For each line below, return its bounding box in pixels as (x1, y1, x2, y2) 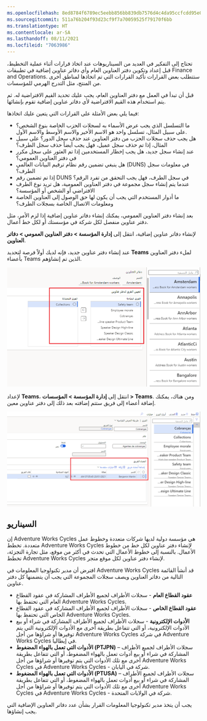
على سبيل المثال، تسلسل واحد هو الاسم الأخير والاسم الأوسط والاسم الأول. (15, 128, 187, 135)
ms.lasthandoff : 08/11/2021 (7, 36, 79, 42)
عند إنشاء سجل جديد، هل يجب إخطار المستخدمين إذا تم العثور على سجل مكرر (15, 148, 194, 155)
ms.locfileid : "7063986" (7, 42, 71, 48)
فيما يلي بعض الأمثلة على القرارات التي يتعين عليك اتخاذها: (7, 110, 139, 117)
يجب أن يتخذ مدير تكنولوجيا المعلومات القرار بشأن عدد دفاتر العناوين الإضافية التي (7, 701, 192, 709)
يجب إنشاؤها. (7, 708, 37, 715)
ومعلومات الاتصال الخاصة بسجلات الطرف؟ (15, 200, 114, 207)
